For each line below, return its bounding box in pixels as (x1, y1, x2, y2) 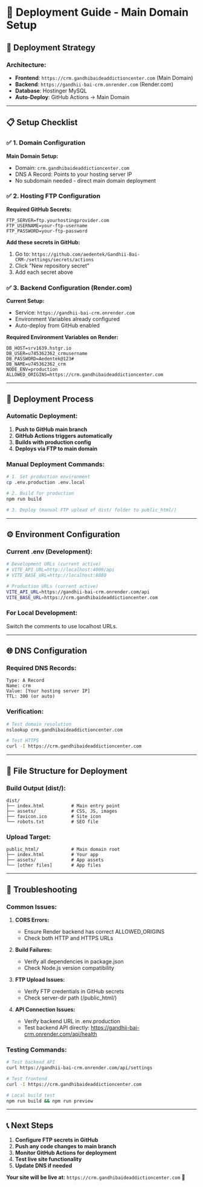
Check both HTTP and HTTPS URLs (24, 934, 114, 941)
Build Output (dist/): (6, 784, 66, 792)
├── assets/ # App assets (6, 857, 104, 863)
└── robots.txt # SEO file (6, 819, 98, 825)
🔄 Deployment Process (6, 394, 94, 404)
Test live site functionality (14, 1156, 82, 1163)
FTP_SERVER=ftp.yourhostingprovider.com (6, 217, 110, 223)
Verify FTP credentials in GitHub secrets (24, 987, 124, 995)
